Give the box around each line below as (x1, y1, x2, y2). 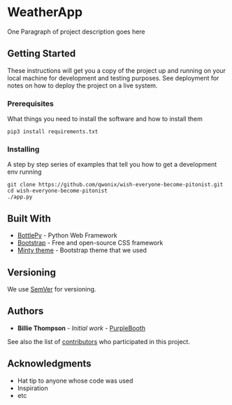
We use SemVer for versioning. (7, 284, 96, 293)
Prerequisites (7, 99, 54, 109)
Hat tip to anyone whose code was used (17, 376, 133, 385)
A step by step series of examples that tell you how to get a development (7, 160, 217, 169)
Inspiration (17, 383, 48, 392)
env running (7, 167, 42, 176)
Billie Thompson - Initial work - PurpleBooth (17, 324, 145, 332)
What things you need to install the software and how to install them (7, 115, 203, 123)
